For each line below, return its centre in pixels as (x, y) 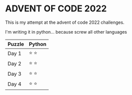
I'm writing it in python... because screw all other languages (66, 32)
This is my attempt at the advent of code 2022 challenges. (65, 22)
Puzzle (16, 44)
